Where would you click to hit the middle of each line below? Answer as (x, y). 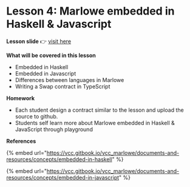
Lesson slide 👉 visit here (39, 41)
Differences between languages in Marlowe (70, 80)
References (21, 141)
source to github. (36, 116)
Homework (21, 98)
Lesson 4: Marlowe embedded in (90, 11)
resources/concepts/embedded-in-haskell (59, 159)
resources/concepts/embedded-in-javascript (63, 177)
